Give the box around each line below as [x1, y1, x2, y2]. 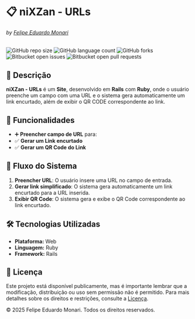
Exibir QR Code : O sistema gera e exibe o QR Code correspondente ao [14, 195, 186, 203]
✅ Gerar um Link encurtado [14, 138, 83, 145]
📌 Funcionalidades [6, 115, 75, 125]
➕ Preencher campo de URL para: [14, 131, 97, 138]
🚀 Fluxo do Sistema [6, 161, 77, 171]
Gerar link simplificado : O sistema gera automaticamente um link [14, 183, 173, 190]
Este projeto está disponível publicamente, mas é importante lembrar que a [6, 283, 187, 290]
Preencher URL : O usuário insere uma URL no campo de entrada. [14, 177, 173, 184]
